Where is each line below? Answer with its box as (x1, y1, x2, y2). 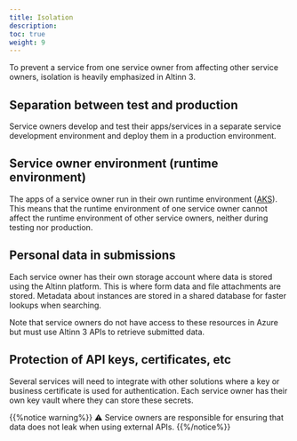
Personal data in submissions (9, 248, 176, 263)
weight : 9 (9, 37, 46, 47)
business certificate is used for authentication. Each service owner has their (9, 385, 288, 396)
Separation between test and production (9, 97, 238, 112)
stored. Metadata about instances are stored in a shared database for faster (9, 290, 287, 301)
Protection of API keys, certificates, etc (9, 352, 231, 367)
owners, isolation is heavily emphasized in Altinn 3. (9, 72, 196, 83)
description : (9, 21, 58, 30)
